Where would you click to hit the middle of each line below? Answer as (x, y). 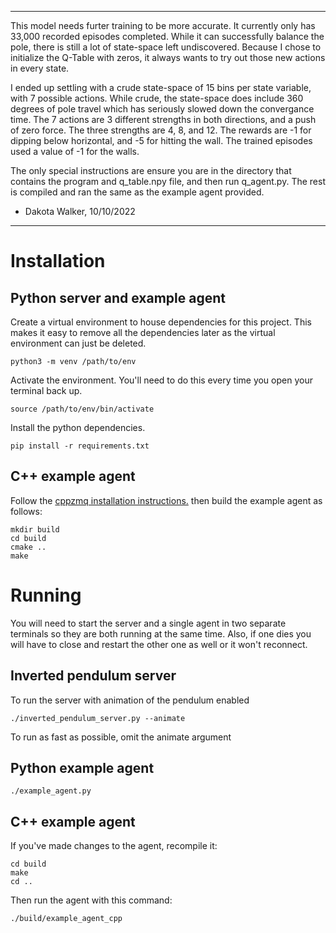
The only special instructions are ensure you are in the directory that (151, 170)
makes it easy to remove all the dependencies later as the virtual (143, 332)
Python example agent (82, 767)
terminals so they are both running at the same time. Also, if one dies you (161, 633)
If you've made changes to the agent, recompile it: (114, 846)
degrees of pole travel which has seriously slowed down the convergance (162, 109)
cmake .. (28, 547)
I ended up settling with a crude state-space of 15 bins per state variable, (161, 87)
